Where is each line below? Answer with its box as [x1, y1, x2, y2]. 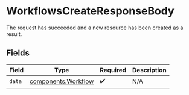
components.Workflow [29, 77, 94, 85]
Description [132, 66, 167, 74]
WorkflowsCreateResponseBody [6, 4, 175, 18]
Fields [6, 48, 30, 58]
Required [99, 66, 127, 74]
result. [6, 30, 22, 37]
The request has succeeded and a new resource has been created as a [6, 24, 184, 31]
